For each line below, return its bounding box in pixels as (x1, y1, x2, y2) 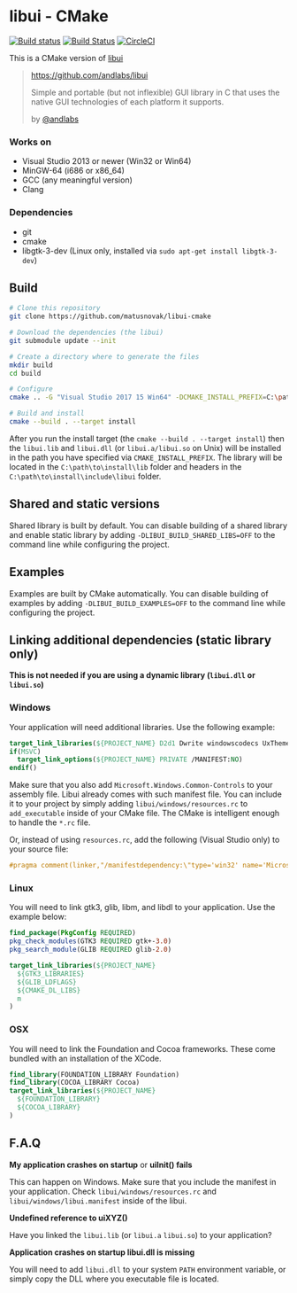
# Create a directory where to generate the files (9, 352, 200, 361)
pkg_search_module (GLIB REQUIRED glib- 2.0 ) (9, 946, 172, 954)
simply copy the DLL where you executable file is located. (9, 1274, 219, 1284)
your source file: (9, 844, 69, 854)
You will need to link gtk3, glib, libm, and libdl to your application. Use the (9, 902, 276, 913)
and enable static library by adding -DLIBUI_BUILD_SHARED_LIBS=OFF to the (9, 529, 276, 540)
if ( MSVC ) (9, 747, 42, 756)
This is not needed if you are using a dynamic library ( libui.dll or (9, 670, 256, 681)
